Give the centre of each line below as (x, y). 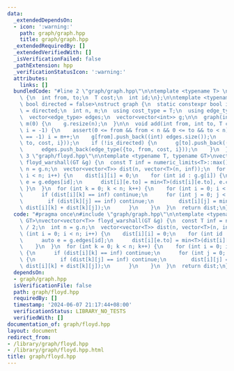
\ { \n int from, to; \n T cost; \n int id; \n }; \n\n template (110, 98)
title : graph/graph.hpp (54, 40)
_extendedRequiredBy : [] (49, 46)
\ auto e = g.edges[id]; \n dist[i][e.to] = (99, 240)
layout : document (32, 331)
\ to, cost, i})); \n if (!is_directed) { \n (88, 143)
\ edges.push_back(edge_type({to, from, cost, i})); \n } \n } (124, 150)
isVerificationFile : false (53, 285)
